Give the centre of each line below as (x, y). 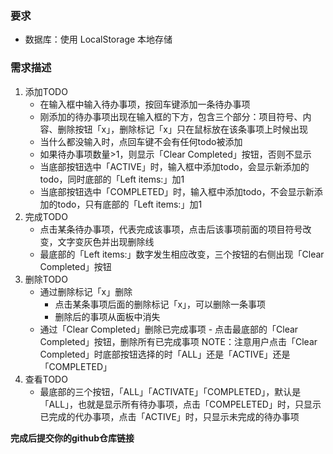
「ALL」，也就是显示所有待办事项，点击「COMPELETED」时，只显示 (180, 404)
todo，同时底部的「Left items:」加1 (112, 179)
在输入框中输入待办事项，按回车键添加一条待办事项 (145, 104)
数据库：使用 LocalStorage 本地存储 (98, 39)
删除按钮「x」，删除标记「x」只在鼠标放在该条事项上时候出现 (182, 129)
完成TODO (46, 216)
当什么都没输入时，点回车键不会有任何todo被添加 (141, 141)
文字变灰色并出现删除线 (106, 241)
